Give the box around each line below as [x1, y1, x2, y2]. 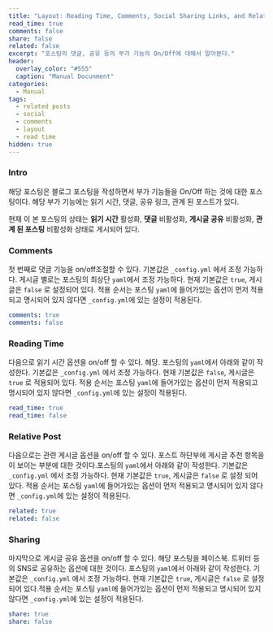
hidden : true [8, 140, 53, 149]
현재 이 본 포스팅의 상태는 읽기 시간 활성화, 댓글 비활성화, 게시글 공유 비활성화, [8, 214, 254, 223]
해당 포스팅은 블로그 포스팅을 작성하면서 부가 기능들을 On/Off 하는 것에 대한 [8, 186, 248, 196]
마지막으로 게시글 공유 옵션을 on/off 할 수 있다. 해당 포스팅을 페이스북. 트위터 [8, 553, 252, 563]
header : [8, 58, 35, 66]
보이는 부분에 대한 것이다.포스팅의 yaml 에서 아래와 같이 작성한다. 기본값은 [16, 461, 249, 470]
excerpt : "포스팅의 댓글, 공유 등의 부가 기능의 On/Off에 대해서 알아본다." [8, 50, 235, 58]
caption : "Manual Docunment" [15, 72, 115, 80]
